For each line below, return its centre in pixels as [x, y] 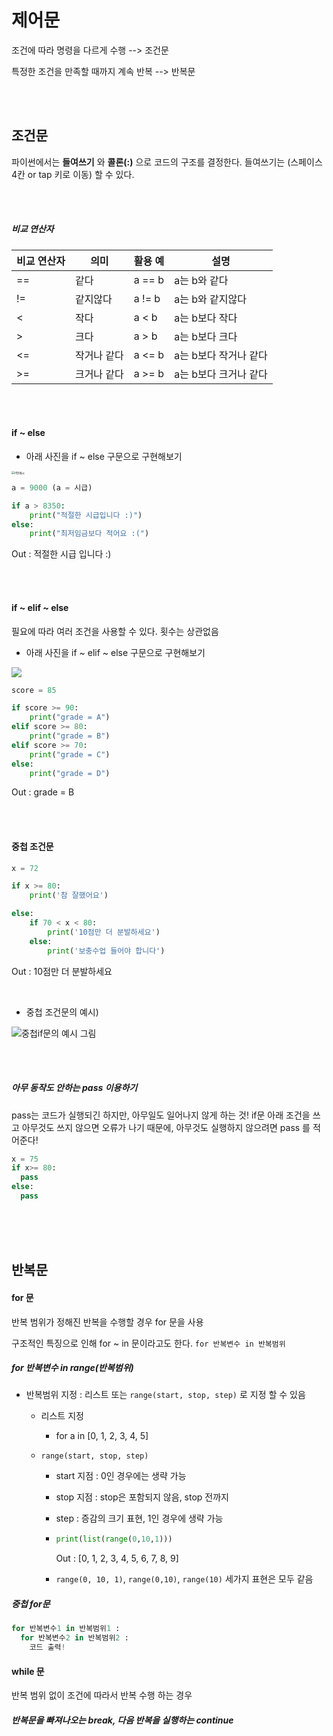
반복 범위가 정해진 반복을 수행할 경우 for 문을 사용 [107, 1322]
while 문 [28, 1671]
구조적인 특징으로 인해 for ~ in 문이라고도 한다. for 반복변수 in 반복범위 [148, 1343]
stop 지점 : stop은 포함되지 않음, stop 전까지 [142, 1497]
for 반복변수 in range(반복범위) [72, 1368]
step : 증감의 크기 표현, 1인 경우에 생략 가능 [139, 1518]
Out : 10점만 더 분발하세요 [62, 971]
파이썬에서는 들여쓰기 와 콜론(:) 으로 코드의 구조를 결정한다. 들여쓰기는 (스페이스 [167, 162]
